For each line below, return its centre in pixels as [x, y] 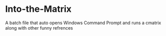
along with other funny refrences [39, 28]
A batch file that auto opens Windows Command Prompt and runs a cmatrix [83, 23]
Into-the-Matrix [38, 9]
